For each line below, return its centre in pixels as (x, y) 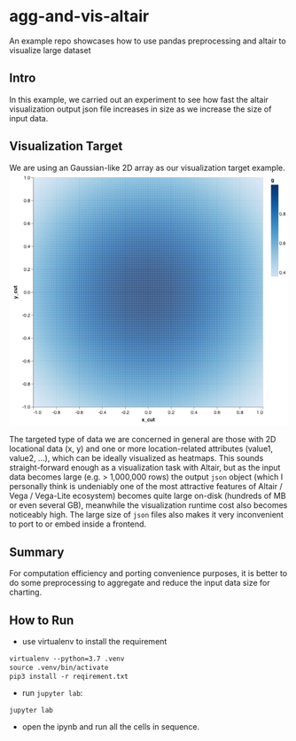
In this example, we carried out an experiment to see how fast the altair (139, 99)
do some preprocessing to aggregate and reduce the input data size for (140, 583)
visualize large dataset (50, 50)
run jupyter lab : (52, 692)
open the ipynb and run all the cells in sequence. (111, 726)
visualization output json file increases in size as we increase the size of (140, 109)
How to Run (42, 620)
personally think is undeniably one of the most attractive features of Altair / (146, 487)
